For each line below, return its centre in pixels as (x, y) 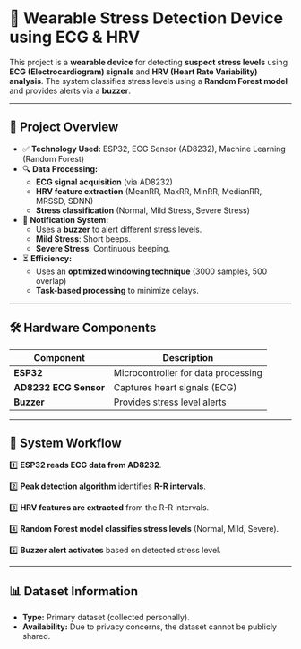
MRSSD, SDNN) (64, 201)
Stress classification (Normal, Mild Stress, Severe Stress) (143, 210)
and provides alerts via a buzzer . (70, 90)
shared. (36, 636)
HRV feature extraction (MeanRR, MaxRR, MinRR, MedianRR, (149, 191)
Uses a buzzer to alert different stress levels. (119, 229)
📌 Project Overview (64, 128)
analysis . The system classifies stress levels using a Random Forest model (149, 81)
